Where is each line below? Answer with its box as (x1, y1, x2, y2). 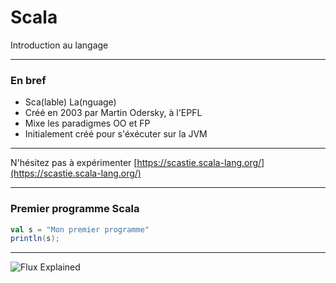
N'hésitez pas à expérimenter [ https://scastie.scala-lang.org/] (10, 157, 265, 169)
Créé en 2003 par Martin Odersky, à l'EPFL (24, 107, 203, 119)
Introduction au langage (10, 39, 109, 51)
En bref (10, 73, 47, 87)
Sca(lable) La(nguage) (24, 96, 117, 108)
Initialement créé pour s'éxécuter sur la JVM (24, 128, 208, 140)
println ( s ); (10, 234, 60, 244)
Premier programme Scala (10, 202, 140, 216)
